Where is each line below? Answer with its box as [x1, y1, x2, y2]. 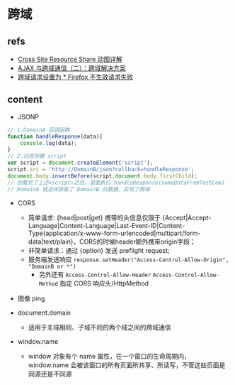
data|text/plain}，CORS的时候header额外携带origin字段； [28, 237, 196, 246]
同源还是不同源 [28, 369, 72, 378]
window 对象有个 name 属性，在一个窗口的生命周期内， [28, 352, 191, 360]
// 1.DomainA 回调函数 [7, 126, 70, 134]
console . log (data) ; [20, 139, 78, 146]
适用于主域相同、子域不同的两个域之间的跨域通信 [28, 322, 171, 331]
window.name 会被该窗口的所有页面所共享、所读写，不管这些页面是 [28, 360, 226, 369]
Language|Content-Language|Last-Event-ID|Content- [28, 221, 185, 229]
